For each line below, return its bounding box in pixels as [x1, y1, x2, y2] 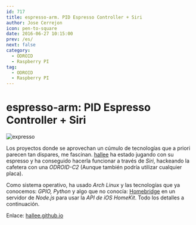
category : [6, 48, 31, 54]
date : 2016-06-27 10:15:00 [6, 31, 73, 37]
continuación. [6, 201, 40, 208]
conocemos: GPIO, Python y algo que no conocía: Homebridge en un [6, 188, 176, 195]
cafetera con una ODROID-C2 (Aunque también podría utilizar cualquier [6, 164, 182, 171]
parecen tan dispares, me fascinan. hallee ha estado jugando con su [6, 151, 174, 158]
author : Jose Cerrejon [6, 20, 63, 26]
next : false [6, 42, 36, 48]
